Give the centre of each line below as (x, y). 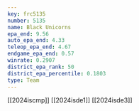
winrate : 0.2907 (31, 60)
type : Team (23, 80)
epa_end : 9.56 (28, 34)
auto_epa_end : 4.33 (36, 41)
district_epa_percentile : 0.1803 (57, 73)
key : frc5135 (27, 14)
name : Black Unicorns (39, 27)
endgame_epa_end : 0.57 (41, 54)
